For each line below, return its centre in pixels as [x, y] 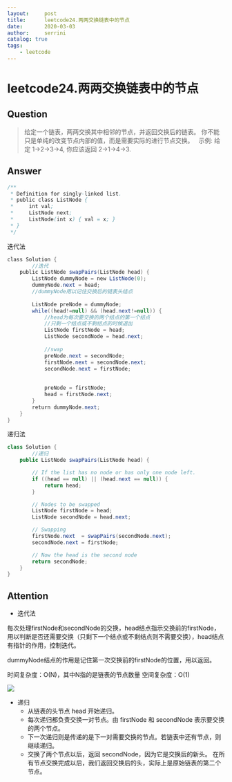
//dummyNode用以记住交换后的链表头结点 [83, 292]
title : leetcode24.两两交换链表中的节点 [68, 20]
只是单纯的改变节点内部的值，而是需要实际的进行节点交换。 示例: [118, 140]
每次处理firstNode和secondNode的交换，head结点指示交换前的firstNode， [114, 628]
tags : [15, 46]
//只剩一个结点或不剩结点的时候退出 [88, 324]
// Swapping [49, 530]
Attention [28, 596]
